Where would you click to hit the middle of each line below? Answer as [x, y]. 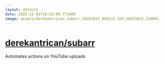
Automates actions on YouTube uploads [45, 56]
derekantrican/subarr [50, 43]
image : [12, 19]
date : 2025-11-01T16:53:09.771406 [41, 14]
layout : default [22, 10]
